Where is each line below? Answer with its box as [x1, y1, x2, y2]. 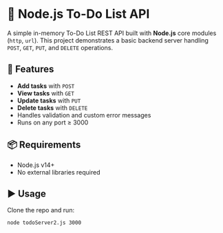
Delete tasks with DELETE [17, 103, 88, 112]
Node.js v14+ [17, 161, 55, 169]
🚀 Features [7, 63, 54, 75]
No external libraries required [17, 168, 100, 176]
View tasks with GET [17, 89, 74, 97]
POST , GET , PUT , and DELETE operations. [7, 43, 114, 52]
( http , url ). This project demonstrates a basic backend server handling [7, 36, 209, 44]
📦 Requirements [7, 139, 81, 151]
